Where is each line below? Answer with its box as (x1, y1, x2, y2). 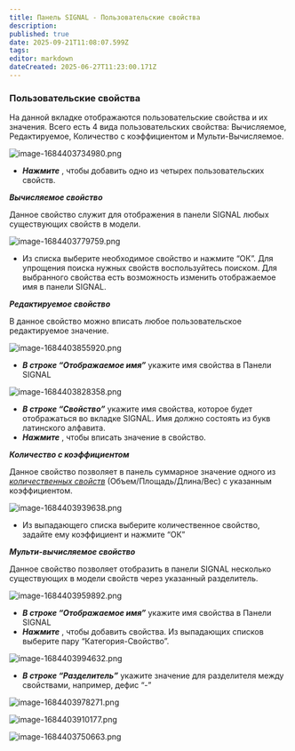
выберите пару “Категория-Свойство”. (21, 636, 170, 647)
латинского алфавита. (21, 423, 106, 434)
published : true (9, 29, 69, 38)
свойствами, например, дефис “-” (21, 680, 152, 691)
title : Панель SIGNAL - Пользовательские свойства (9, 12, 201, 22)
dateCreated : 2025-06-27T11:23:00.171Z (9, 63, 157, 72)
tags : (9, 46, 29, 55)
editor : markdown (9, 54, 74, 63)
